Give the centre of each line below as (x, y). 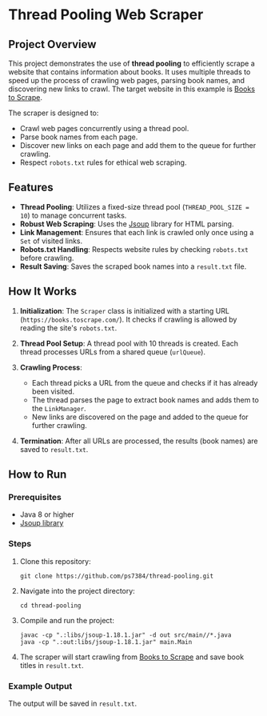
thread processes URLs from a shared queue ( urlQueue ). (113, 352)
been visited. (53, 391)
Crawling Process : (51, 367)
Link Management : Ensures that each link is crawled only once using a (137, 232)
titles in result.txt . (52, 665)
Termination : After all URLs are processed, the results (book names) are (139, 441)
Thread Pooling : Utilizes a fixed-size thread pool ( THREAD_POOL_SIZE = (134, 206)
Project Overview (52, 44)
